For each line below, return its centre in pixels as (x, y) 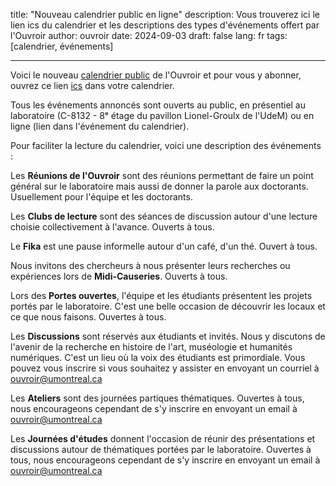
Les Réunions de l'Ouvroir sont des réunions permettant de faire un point (162, 175)
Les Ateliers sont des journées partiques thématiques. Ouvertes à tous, (157, 398)
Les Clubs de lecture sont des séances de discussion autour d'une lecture (164, 216)
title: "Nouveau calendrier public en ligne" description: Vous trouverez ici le (165, 14)
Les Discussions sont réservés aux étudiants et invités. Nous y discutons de (168, 336)
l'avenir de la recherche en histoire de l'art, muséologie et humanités (151, 347)
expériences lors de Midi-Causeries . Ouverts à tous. (119, 276)
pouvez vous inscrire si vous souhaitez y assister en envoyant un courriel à (165, 368)
